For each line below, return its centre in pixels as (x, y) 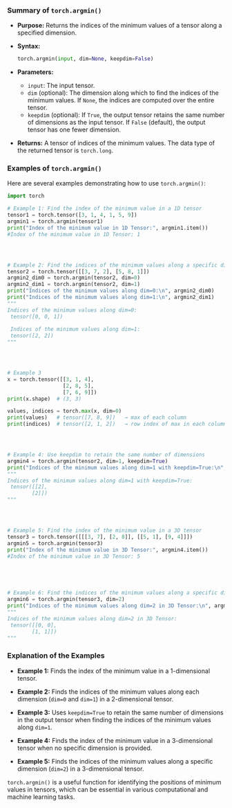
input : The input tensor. (61, 86)
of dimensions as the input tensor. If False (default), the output (116, 123)
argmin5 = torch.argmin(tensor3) (55, 543)
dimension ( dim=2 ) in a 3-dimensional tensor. (80, 769)
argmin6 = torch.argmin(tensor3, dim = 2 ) (66, 600)
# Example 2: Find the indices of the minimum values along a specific (112, 265)
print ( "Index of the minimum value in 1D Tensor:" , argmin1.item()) (108, 228)
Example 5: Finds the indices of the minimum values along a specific (115, 761)
